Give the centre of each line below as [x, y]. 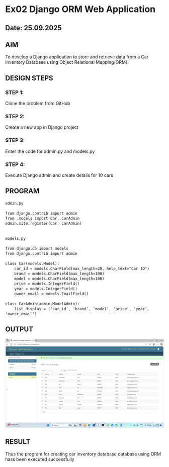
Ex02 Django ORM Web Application [80, 9]
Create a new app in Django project [42, 127]
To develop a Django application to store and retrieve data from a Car [77, 57]
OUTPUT [19, 330]
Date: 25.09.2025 [33, 28]
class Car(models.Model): [32, 263]
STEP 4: [15, 164]
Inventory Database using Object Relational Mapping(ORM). [67, 62]
